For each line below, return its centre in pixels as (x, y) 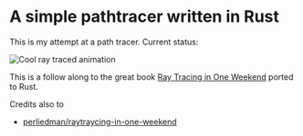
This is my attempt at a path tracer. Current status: (104, 42)
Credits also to (37, 104)
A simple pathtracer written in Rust (145, 17)
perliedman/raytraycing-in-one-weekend (100, 121)
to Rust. (24, 86)
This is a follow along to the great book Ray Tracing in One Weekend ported (151, 77)
